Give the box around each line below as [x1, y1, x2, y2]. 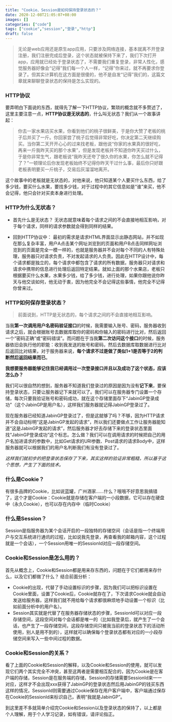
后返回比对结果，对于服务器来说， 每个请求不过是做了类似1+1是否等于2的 [5, 348, 158, 354]
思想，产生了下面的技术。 [9, 461, 64, 468]
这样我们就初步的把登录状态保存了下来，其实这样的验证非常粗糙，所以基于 [5, 455, 162, 461]
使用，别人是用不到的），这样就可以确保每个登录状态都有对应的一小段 [12, 629, 158, 635]
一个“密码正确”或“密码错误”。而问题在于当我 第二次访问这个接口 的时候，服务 [5, 335, 165, 341]
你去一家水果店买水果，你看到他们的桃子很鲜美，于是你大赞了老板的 [17, 128, 161, 134]
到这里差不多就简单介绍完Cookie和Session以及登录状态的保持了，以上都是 [5, 705, 162, 711]
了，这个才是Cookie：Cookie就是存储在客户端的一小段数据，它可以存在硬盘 [5, 495, 165, 501]
